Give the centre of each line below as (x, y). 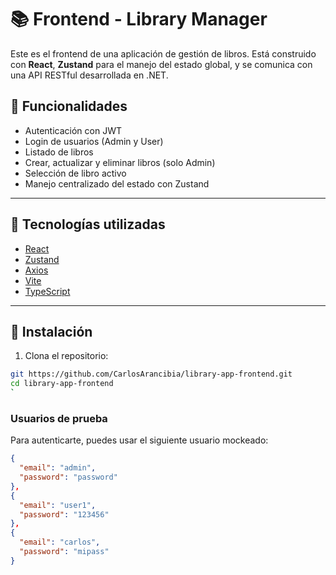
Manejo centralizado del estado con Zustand (117, 183)
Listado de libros (59, 152)
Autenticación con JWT (73, 130)
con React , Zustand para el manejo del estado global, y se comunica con (161, 64)
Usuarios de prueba (59, 418)
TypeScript (47, 291)
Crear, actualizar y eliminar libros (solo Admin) (120, 162)
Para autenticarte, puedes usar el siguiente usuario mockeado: (139, 440)
